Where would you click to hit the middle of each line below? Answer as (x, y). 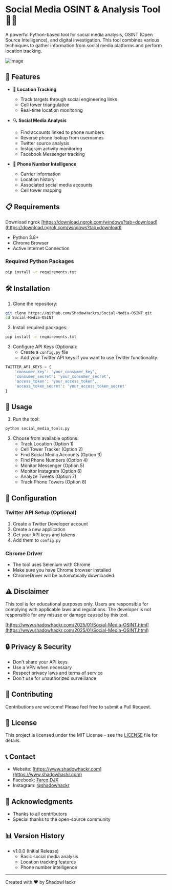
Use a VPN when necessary (42, 667)
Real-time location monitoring (51, 110)
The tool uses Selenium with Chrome (51, 564)
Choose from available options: (46, 438)
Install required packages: (40, 328)
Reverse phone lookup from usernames (62, 137)
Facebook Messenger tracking (53, 154)
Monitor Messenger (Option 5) (52, 466)
